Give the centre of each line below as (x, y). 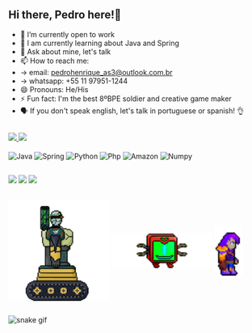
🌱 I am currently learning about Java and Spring (99, 43)
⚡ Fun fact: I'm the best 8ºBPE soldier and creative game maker (126, 99)
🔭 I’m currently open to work (67, 34)
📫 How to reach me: (55, 61)
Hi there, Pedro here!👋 (65, 15)
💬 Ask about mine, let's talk (65, 51)
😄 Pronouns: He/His (54, 89)
